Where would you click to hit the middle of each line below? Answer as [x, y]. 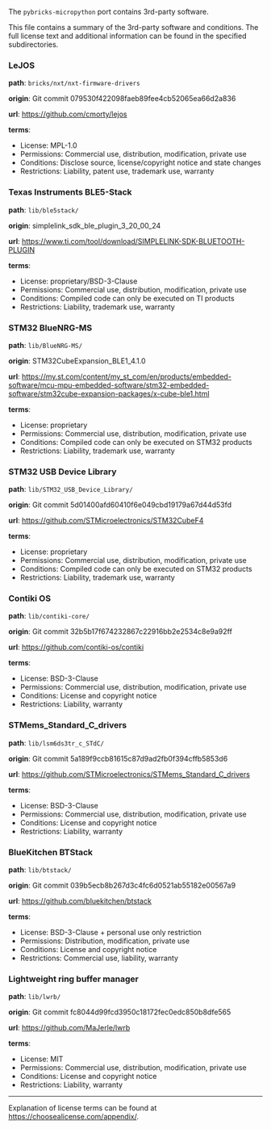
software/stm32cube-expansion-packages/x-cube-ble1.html [109, 393]
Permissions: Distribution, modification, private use [105, 941]
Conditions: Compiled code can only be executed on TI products [127, 298]
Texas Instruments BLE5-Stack [70, 192]
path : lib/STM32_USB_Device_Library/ [71, 489]
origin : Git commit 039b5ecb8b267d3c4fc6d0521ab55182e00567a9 [122, 886]
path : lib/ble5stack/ [44, 210]
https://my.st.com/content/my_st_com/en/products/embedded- [127, 376]
